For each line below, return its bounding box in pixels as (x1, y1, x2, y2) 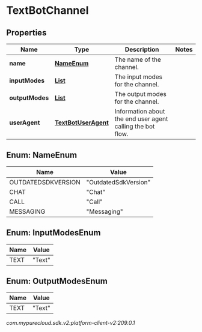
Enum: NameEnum (6, 150, 77, 160)
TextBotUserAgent (54, 118, 109, 127)
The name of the (114, 55, 161, 64)
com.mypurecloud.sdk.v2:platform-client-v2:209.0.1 (6, 319, 135, 327)
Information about (114, 107, 165, 115)
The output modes (114, 90, 167, 98)
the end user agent (114, 115, 168, 123)
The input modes (114, 73, 163, 81)
